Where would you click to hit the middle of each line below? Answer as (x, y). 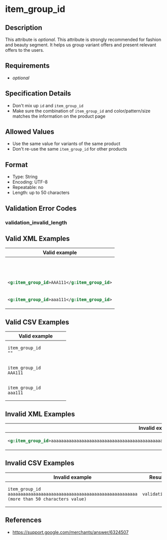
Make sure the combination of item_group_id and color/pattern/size (81, 111)
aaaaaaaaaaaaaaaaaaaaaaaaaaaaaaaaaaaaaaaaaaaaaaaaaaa (73, 494)
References (23, 520)
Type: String (25, 177)
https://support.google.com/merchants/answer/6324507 (70, 532)
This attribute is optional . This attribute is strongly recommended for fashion (83, 39)
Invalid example (73, 477)
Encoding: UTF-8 (30, 182)
